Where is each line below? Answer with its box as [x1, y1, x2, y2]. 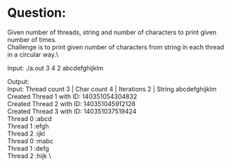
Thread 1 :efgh [7, 122, 49, 130]
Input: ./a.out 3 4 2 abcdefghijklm [7, 64, 104, 72]
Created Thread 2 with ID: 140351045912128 [7, 99, 136, 108]
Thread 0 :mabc [7, 136, 54, 145]
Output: [7, 77, 29, 85]
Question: [7, 5, 67, 21]
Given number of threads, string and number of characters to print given [7, 28, 216, 36]
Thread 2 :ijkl [7, 129, 46, 138]
